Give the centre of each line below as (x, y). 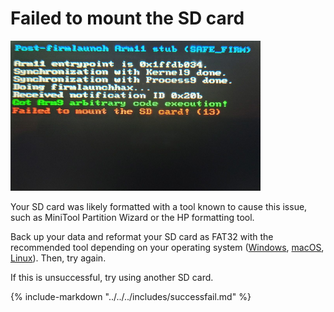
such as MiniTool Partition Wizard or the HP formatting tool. (132, 217)
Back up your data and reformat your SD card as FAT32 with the (142, 236)
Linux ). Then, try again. (58, 258)
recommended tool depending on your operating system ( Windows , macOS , (167, 247)
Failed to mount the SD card (127, 18)
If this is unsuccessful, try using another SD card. (112, 277)
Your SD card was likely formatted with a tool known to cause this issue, (159, 206)
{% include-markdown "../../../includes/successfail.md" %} (131, 296)
